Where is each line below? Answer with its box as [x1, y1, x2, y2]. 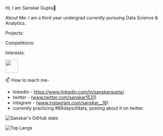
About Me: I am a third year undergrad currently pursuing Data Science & [5, 15, 158, 20]
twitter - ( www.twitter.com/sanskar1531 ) [12, 94, 96, 100]
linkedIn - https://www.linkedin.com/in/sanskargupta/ [12, 89, 124, 95]
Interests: [5, 50, 25, 56]
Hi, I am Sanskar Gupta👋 [5, 5, 56, 11]
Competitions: [5, 40, 35, 46]
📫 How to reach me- [5, 77, 50, 83]
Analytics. [5, 20, 26, 26]
